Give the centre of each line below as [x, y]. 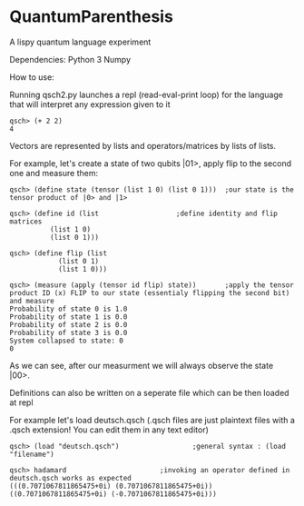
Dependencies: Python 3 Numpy [70, 59]
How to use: [32, 77]
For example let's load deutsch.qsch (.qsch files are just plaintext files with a [152, 420]
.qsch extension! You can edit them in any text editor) [109, 430]
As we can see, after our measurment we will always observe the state [142, 365]
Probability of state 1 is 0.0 [69, 317]
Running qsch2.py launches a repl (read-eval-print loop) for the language [147, 94]
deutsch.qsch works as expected [70, 478]
